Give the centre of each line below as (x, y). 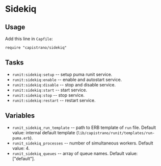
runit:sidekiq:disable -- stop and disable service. (64, 84)
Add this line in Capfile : (29, 39)
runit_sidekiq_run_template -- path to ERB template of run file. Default (84, 127)
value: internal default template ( (45, 132)
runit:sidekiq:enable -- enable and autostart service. (67, 80)
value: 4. (21, 148)
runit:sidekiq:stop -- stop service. (48, 95)
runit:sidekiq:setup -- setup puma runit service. (62, 74)
